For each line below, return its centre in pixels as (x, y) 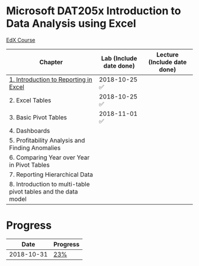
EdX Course (21, 40)
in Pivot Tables (30, 164)
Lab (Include (119, 58)
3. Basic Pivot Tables (38, 117)
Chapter (51, 62)
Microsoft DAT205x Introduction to (94, 11)
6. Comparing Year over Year (49, 157)
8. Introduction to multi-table (49, 184)
